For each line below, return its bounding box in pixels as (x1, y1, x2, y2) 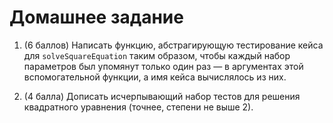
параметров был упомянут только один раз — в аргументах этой (23, 60, 304, 72)
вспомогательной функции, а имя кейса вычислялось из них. (23, 71, 287, 83)
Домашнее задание (9, 6, 184, 29)
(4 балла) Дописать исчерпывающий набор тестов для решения (23, 90, 301, 102)
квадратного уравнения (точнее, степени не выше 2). (23, 101, 254, 113)
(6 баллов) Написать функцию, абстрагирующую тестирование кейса (23, 39, 324, 51)
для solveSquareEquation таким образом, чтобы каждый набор (23, 49, 291, 61)
